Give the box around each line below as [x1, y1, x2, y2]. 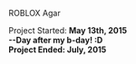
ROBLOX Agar [8, 8, 61, 18]
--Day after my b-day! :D [8, 35, 103, 45]
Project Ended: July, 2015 [8, 44, 107, 55]
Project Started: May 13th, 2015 [8, 25, 128, 35]
